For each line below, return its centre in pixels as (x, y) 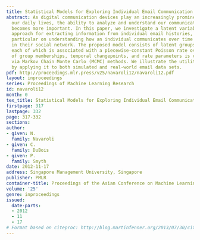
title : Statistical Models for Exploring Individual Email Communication (100, 12)
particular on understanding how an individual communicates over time (102, 39)
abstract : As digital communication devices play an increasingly (90, 17)
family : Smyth (29, 161)
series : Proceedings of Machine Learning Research (70, 84)
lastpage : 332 (24, 111)
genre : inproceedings (33, 194)
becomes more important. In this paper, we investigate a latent (94, 28)
